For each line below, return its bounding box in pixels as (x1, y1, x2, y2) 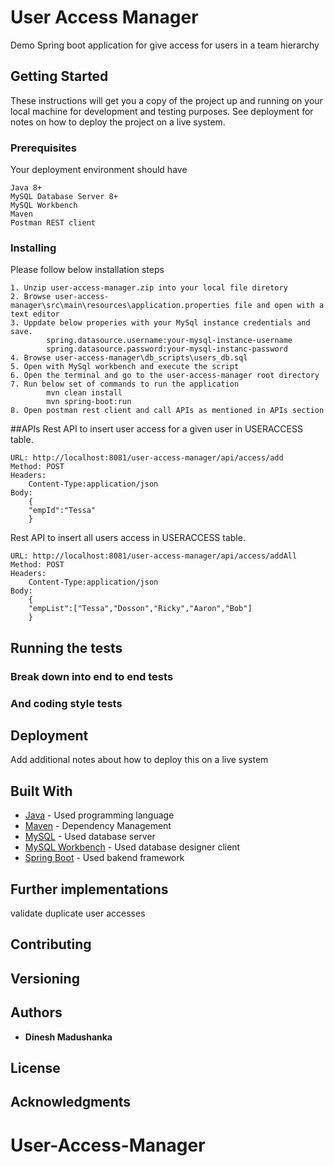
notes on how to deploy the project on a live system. (10, 116, 226, 128)
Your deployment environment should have (10, 164, 188, 176)
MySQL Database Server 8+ (10, 192, 118, 202)
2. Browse (10, 292, 52, 302)
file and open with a (233, 301, 325, 311)
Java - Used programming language (24, 809, 175, 821)
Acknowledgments (10, 1094, 132, 1111)
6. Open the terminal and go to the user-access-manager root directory (10, 371, 320, 381)
